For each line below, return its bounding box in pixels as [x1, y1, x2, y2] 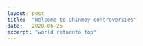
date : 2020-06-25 [7, 22, 63, 29]
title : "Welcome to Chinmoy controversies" [7, 16, 137, 23]
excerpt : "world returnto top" [7, 28, 97, 36]
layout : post [7, 9, 45, 17]
